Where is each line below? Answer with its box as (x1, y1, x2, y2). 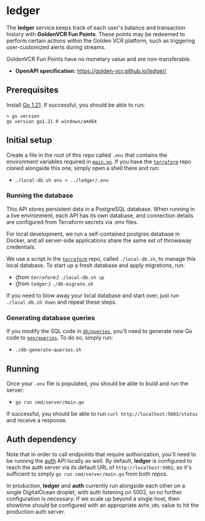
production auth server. (6, 508, 65, 515)
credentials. (6, 243, 36, 250)
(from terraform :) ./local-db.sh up (15, 273, 105, 280)
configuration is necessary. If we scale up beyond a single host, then (6, 495, 180, 502)
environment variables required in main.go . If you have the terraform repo (6, 157, 192, 165)
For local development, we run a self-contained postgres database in (6, 230, 181, 238)
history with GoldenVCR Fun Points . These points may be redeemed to (6, 30, 185, 37)
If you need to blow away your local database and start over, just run (6, 291, 179, 299)
